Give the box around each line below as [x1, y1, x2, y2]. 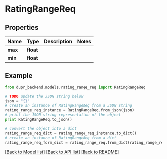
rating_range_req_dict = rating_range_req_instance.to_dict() [5, 131, 137, 136]
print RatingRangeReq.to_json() [5, 117, 72, 122]
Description [44, 38, 72, 45]
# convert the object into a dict [5, 126, 77, 131]
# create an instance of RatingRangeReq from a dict [5, 135, 117, 140]
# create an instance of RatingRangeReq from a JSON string [5, 103, 133, 108]
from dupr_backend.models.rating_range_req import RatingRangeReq [5, 85, 146, 90]
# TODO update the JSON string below [5, 94, 83, 99]
